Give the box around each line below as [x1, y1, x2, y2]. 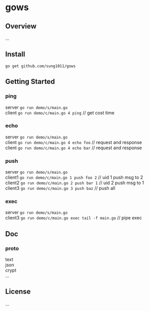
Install [5, 50, 25, 59]
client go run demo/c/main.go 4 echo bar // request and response [5, 145, 142, 151]
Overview [5, 22, 37, 31]
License [5, 287, 31, 296]
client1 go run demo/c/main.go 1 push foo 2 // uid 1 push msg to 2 [5, 175, 143, 181]
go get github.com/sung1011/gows [5, 63, 76, 69]
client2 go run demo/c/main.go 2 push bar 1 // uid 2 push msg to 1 [5, 180, 144, 186]
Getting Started [5, 77, 55, 86]
